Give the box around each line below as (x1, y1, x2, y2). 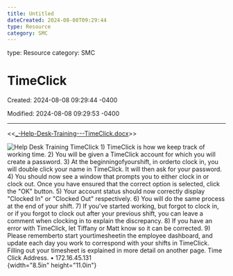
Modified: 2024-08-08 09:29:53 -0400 (7, 109, 120, 118)
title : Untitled (7, 10, 54, 17)
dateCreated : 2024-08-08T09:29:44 (7, 17, 107, 24)
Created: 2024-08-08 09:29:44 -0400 (7, 96, 118, 104)
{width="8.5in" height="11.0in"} (7, 261, 97, 270)
